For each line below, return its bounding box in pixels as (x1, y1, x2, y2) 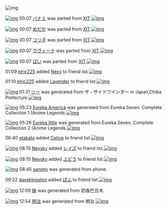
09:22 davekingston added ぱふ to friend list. (5, 177, 99, 183)
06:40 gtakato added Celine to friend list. (5, 135, 91, 141)
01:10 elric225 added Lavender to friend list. (5, 79, 97, 84)
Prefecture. (5, 94, 29, 100)
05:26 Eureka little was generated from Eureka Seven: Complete (19, 120, 154, 125)
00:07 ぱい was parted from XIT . (19, 58, 87, 64)
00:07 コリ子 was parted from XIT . (19, 37, 91, 43)
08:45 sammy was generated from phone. (19, 166, 108, 172)
